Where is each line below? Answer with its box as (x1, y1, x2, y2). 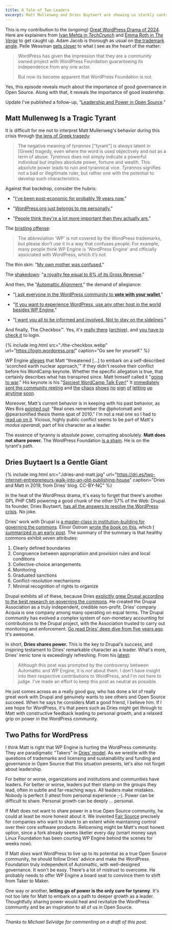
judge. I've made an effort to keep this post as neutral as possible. (17, 678, 158, 685)
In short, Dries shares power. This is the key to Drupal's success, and (5, 641, 153, 648)
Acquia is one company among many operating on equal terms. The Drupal (5, 610, 164, 616)
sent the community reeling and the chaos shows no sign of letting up (5, 385, 153, 391)
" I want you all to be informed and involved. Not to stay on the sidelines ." (12, 317, 166, 323)
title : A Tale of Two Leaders (5, 7, 70, 13)
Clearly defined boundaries (12, 545, 71, 551)
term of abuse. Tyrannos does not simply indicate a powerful (17, 154, 147, 160)
